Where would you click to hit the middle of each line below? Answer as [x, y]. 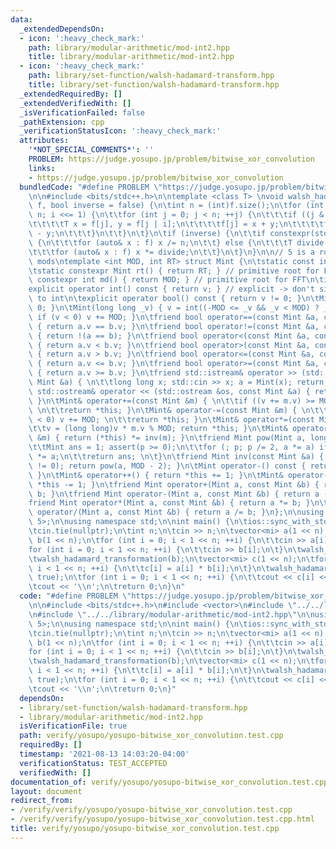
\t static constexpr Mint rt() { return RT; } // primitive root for [174, 271]
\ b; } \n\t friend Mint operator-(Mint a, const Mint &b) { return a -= [180, 494]
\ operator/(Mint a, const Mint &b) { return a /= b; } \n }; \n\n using [176, 512]
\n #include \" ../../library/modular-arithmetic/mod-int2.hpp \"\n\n [171, 614]
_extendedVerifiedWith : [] [75, 103]
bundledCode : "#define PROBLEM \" [91, 187]
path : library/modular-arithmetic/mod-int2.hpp [129, 47]
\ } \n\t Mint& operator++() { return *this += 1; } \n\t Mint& [156, 475]
